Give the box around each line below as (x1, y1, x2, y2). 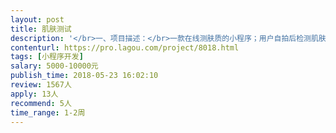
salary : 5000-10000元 (10, 61, 99, 71)
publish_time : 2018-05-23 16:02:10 (10, 71, 159, 81)
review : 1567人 (10, 80, 72, 90)
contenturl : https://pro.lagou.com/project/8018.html (10, 42, 240, 53)
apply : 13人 (10, 89, 59, 99)
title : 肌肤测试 (10, 24, 72, 34)
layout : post (10, 14, 65, 25)
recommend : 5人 (10, 98, 72, 108)
